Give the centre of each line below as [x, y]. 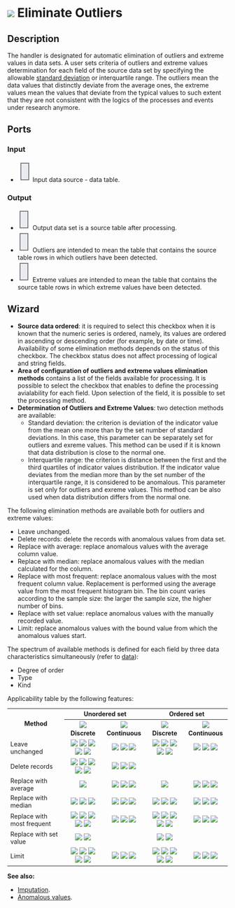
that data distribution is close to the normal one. [97, 452]
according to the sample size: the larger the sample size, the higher [114, 598]
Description [33, 39]
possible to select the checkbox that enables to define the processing [118, 385]
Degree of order [41, 670]
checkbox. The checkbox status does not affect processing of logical [117, 355]
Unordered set [105, 714]
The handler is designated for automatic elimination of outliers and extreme [115, 55]
